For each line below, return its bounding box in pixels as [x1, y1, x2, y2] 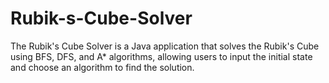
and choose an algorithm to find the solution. [10, 61, 195, 73]
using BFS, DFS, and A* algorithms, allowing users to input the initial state [10, 50, 313, 62]
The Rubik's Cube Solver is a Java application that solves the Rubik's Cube [10, 40, 320, 52]
